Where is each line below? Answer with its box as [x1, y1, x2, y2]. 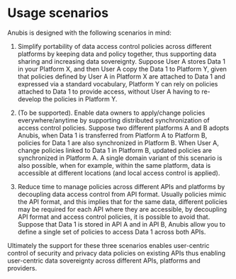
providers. [7, 263, 38, 272]
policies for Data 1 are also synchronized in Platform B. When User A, [17, 138, 220, 147]
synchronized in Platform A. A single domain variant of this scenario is [17, 154, 223, 162]
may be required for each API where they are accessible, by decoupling [17, 205, 227, 213]
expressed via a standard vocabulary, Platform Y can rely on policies [17, 79, 218, 88]
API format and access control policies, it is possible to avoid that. [17, 212, 210, 221]
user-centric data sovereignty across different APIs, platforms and [7, 256, 201, 265]
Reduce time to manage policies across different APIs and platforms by [17, 182, 225, 190]
